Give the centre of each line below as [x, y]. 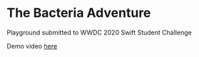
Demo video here [32, 46]
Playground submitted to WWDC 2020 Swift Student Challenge [99, 32]
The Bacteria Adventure [79, 13]
